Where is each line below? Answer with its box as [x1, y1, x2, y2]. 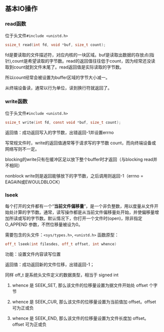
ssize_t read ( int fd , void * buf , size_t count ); [5, 42, 106, 47]
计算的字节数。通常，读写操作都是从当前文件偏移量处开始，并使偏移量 [13, 209, 155, 215]
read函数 [5, 21, 26, 27]
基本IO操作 [5, 4, 38, 13]
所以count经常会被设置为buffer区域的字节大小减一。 [5, 74, 110, 80]
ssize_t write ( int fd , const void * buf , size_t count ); [5, 120, 121, 125]
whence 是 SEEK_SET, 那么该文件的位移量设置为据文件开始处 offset [12, 282, 148, 288]
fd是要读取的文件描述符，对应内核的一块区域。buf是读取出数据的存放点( [5, 52, 150, 58]
